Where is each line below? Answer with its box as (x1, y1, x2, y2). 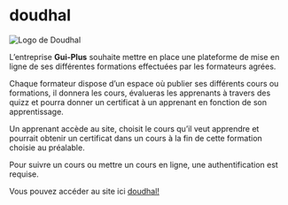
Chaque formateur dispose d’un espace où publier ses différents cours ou (9, 78, 279, 88)
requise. (9, 169, 40, 179)
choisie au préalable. (9, 142, 86, 153)
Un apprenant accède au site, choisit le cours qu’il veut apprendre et (9, 123, 260, 133)
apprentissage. (9, 106, 64, 117)
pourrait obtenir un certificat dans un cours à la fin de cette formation (9, 133, 263, 143)
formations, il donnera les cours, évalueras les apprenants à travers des (9, 87, 271, 98)
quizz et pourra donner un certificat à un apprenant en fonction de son (9, 96, 268, 107)
